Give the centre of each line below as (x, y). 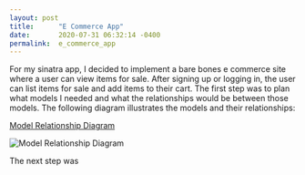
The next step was (44, 161)
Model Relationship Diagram (62, 126)
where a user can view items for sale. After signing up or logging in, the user (152, 79)
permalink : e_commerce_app (63, 43)
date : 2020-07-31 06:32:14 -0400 (85, 35)
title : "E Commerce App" (67, 26)
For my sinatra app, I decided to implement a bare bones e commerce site (148, 69)
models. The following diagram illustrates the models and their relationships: (152, 108)
